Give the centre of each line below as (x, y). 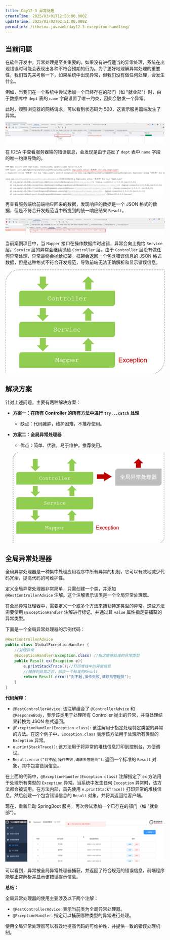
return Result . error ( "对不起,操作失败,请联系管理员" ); (77, 677)
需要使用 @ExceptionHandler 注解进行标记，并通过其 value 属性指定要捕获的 (84, 612)
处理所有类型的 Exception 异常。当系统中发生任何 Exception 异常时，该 (83, 783)
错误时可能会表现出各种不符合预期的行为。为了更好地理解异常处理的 (80, 69)
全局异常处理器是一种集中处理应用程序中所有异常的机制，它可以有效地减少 (83, 572)
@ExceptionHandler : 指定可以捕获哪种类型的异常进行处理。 (73, 915)
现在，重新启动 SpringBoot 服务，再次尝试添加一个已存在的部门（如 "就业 (82, 806)
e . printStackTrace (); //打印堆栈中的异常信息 (67, 666)
